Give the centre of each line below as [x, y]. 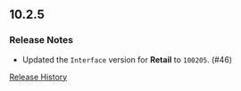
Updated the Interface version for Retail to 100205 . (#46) [127, 59]
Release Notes [42, 40]
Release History [38, 77]
